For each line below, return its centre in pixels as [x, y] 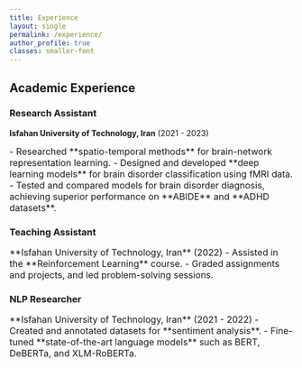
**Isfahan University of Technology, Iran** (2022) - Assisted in [144, 253]
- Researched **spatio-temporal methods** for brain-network [141, 152]
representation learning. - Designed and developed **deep [134, 162]
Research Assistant [53, 114]
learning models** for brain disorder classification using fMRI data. [151, 174]
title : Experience [44, 18]
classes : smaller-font [52, 51]
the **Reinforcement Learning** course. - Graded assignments [145, 264]
